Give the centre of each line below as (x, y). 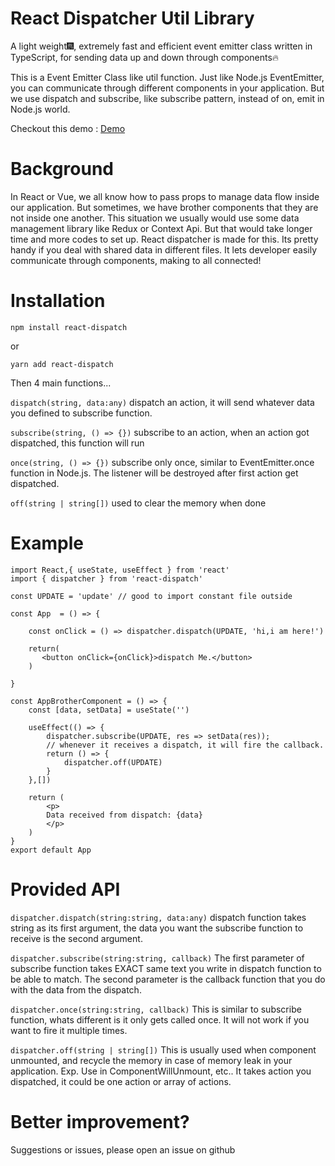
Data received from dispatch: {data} (124, 815)
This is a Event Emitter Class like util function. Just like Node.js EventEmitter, (167, 77)
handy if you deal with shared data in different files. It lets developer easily (164, 249)
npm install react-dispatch (69, 327)
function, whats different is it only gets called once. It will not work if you (160, 1019)
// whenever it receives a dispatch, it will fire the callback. (185, 745)
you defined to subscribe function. (81, 413)
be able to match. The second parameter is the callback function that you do (168, 979)
